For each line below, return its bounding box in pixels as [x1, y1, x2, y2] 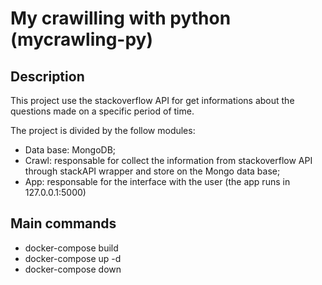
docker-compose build [24, 242, 119, 254]
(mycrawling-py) [10, 28, 153, 51]
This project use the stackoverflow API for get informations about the [10, 95, 295, 106]
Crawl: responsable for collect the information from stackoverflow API [24, 155, 313, 166]
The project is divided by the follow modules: [10, 125, 196, 136]
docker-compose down [24, 263, 122, 275]
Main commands [10, 215, 117, 232]
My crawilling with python [10, 7, 232, 30]
